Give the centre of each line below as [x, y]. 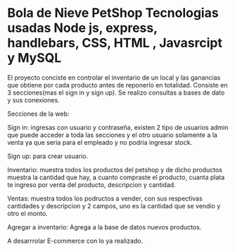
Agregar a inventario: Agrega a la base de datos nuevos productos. [104, 227]
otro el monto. [27, 213]
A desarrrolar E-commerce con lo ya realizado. [75, 241]
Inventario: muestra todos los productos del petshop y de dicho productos [115, 169]
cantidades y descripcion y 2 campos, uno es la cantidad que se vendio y [114, 205]
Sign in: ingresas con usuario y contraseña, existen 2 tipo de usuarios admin [118, 127]
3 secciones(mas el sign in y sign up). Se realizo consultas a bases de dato [116, 92]
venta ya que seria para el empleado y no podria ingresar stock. [100, 142]
